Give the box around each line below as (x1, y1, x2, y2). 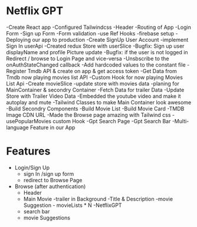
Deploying (6, 36, 31, 43)
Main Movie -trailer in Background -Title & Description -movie (23, 195, 173, 202)
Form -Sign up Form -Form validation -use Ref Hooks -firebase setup (6, 29, 175, 37)
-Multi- (172, 117, 189, 124)
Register (6, 67, 27, 74)
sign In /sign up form (23, 170, 74, 177)
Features (6, 144, 51, 158)
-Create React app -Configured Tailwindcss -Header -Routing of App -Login (6, 24, 192, 31)
